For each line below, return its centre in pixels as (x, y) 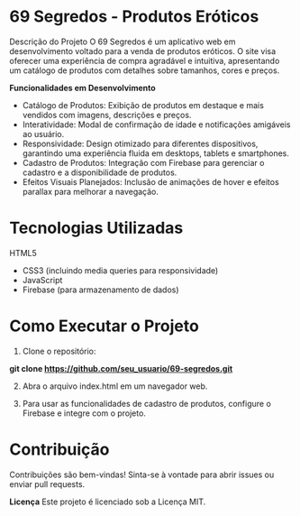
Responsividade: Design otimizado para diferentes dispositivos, (140, 143)
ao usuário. (43, 134)
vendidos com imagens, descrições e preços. (107, 115)
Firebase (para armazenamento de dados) (100, 290)
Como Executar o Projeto (105, 326)
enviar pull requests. (47, 484)
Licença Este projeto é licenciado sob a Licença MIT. (108, 502)
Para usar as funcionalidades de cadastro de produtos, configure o (147, 403)
